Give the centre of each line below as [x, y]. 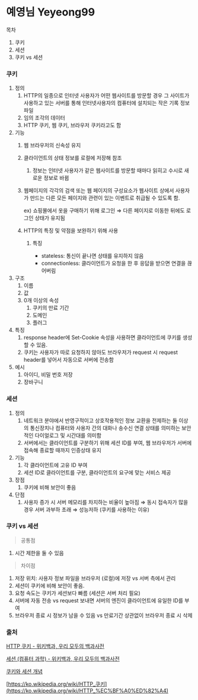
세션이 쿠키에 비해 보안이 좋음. [49, 585]
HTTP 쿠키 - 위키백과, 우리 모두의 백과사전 [55, 646]
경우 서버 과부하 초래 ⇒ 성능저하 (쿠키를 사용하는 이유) [87, 509]
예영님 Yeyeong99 [51, 12]
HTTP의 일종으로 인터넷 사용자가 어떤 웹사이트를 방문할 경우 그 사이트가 [106, 96]
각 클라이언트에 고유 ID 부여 [55, 465]
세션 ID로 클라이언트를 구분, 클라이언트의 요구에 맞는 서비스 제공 [97, 472]
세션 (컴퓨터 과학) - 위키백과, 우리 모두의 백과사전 [63, 659]
